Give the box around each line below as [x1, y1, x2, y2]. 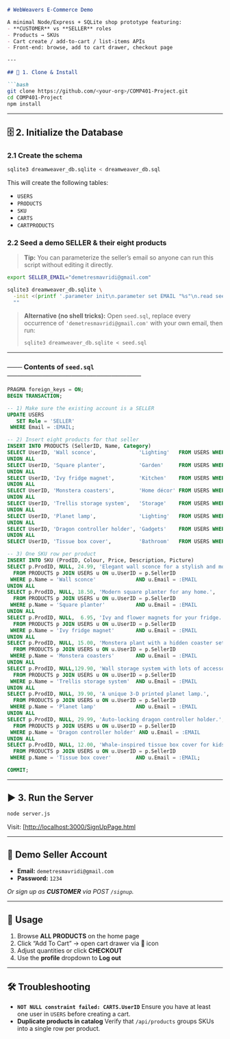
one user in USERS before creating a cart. [16, 1010, 131, 1018]
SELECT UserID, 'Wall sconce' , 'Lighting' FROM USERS [7, 449, 210, 456]
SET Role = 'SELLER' [16, 418, 75, 425]
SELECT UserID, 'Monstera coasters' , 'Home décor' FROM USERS [7, 487, 210, 495]
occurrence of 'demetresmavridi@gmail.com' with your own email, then [23, 318, 223, 327]
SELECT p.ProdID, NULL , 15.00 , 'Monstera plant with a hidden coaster [7, 640, 213, 647]
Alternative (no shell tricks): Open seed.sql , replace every [23, 312, 191, 320]
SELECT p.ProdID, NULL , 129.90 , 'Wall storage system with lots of [7, 665, 201, 672]
